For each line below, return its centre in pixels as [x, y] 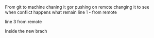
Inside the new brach [26, 31]
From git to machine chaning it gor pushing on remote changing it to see [77, 7]
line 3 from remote [24, 22]
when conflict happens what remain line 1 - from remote [61, 12]
